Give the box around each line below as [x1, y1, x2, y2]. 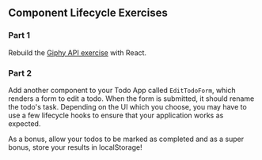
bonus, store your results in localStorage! [8, 142, 142, 152]
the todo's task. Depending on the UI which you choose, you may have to [8, 102, 247, 111]
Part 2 [8, 67, 32, 78]
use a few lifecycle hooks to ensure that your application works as [8, 110, 224, 120]
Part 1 [8, 30, 30, 41]
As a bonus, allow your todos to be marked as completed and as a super [8, 134, 244, 143]
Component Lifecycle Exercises [8, 6, 168, 20]
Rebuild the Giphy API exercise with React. [8, 47, 147, 58]
